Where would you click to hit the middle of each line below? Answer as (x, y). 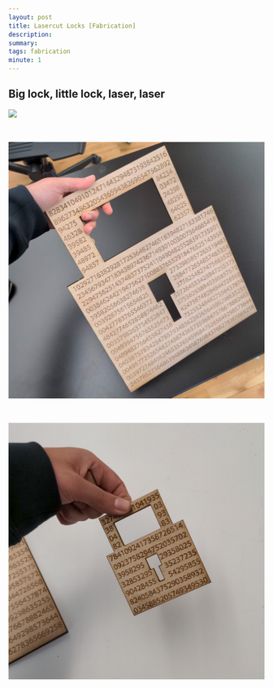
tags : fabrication (39, 52)
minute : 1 (25, 60)
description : (30, 34)
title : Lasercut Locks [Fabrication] (72, 26)
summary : (23, 43)
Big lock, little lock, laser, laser (87, 94)
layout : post (30, 17)
